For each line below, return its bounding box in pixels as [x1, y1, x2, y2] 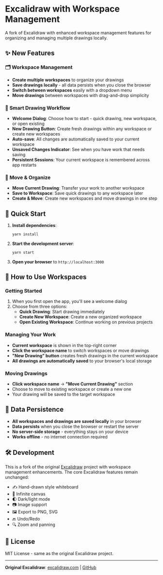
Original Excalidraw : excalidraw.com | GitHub [5, 564, 97, 570]
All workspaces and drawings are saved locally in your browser [12, 418, 142, 424]
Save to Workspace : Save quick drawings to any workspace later [12, 191, 143, 196]
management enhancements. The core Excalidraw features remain [5, 469, 138, 475]
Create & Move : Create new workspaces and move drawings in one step [12, 195, 158, 201]
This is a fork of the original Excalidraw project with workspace [5, 464, 131, 470]
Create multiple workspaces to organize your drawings [12, 77, 124, 83]
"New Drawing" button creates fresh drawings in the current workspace [12, 352, 158, 358]
